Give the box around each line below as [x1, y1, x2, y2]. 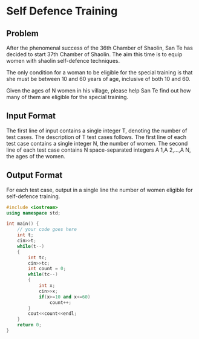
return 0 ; [17, 322, 42, 328]
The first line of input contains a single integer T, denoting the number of [6, 127, 188, 134]
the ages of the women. [6, 152, 65, 160]
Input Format [6, 111, 56, 121]
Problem [6, 28, 39, 39]
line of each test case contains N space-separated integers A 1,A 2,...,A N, [6, 146, 192, 153]
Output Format [6, 170, 63, 181]
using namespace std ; [6, 210, 61, 216]
